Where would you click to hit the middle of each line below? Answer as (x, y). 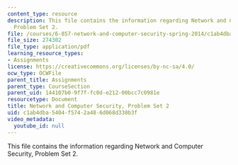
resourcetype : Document (42, 100)
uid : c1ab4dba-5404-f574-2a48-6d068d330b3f (73, 113)
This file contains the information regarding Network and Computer (106, 146)
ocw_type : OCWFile (34, 73)
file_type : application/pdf (49, 47)
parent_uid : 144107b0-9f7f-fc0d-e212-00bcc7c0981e (84, 93)
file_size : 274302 (34, 40)
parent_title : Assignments (47, 80)
